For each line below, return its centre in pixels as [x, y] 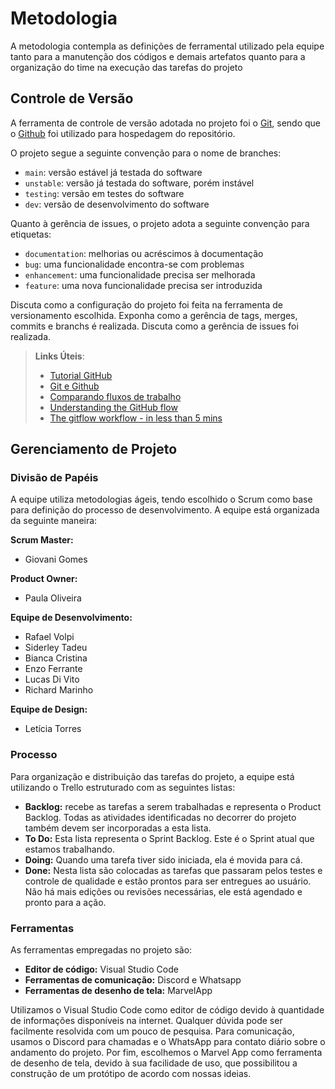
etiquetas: [31, 234]
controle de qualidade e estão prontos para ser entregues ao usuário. [168, 881]
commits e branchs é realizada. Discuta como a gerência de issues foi [154, 326]
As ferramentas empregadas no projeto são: [101, 950]
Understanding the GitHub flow [113, 407]
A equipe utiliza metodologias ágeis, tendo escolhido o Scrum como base [161, 499]
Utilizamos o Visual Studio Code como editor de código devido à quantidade [167, 1010]
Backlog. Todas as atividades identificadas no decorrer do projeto [160, 817]
